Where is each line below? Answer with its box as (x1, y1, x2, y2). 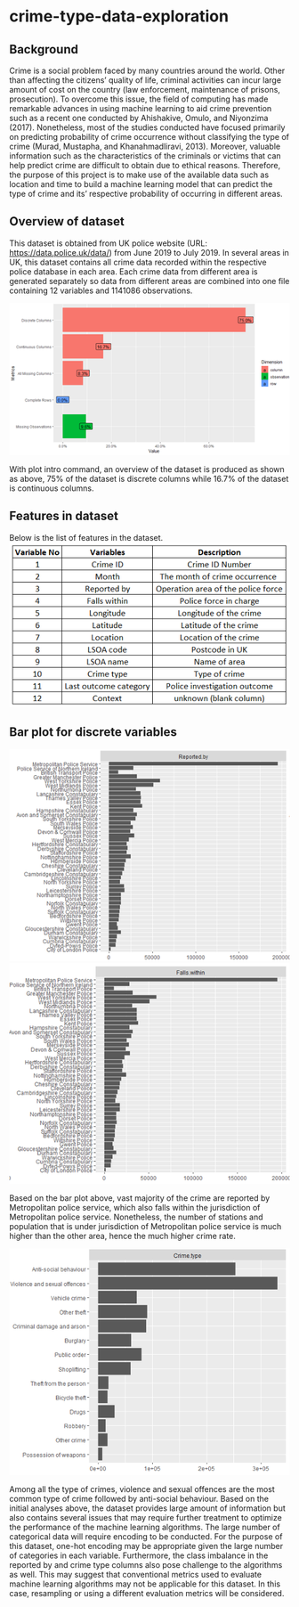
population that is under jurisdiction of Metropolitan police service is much (9, 1221, 282, 1232)
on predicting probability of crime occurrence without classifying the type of (9, 132, 289, 142)
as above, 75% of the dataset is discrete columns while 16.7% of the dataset (9, 473, 289, 484)
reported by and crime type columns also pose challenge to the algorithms (9, 1560, 283, 1570)
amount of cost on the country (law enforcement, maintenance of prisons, (9, 85, 280, 94)
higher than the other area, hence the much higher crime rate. (9, 1231, 236, 1242)
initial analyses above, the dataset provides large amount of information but (9, 1503, 287, 1513)
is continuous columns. (9, 483, 94, 494)
